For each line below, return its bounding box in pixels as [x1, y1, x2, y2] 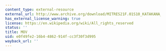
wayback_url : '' [5, 39, 39, 44]
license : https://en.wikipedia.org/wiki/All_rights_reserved [5, 20, 134, 26]
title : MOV [5, 30, 28, 34]
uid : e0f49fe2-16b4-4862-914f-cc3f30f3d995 [5, 34, 96, 39]
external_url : [5, 12, 35, 17]
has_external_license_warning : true [5, 16, 81, 21]
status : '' [5, 25, 28, 30]
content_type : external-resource [5, 7, 74, 12]
